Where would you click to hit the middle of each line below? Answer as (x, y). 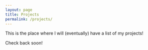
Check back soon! (24, 43)
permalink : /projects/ (29, 19)
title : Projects (22, 14)
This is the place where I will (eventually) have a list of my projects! (75, 33)
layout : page (19, 10)
